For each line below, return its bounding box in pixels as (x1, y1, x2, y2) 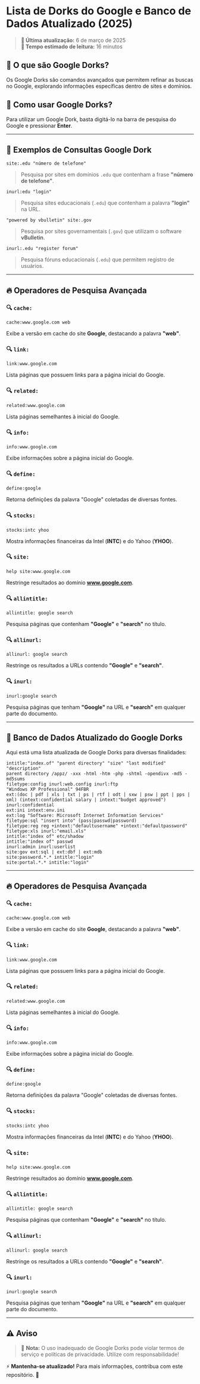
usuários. (20, 263, 44, 270)
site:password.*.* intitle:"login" (6, 854, 95, 860)
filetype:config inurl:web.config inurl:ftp (6, 781, 118, 787)
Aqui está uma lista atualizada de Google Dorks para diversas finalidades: (6, 748, 187, 756)
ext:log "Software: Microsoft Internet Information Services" (6, 812, 164, 818)
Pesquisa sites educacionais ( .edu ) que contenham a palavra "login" (20, 199, 190, 206)
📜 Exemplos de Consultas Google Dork (6, 144, 152, 155)
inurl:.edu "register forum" (6, 246, 79, 252)
